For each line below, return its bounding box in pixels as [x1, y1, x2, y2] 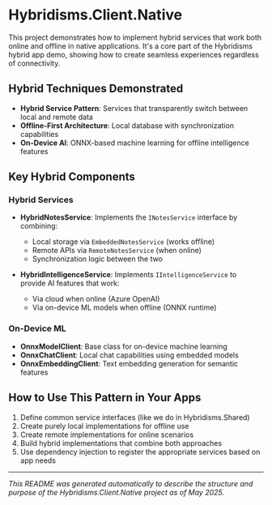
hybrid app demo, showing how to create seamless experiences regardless [8, 49, 259, 59]
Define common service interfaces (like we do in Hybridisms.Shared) [19, 412, 250, 422]
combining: [19, 221, 58, 231]
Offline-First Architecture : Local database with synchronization [19, 120, 235, 131]
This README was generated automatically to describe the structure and [8, 478, 253, 488]
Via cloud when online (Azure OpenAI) [32, 294, 160, 304]
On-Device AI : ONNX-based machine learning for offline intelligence [19, 138, 249, 148]
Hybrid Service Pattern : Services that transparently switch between [19, 103, 249, 113]
